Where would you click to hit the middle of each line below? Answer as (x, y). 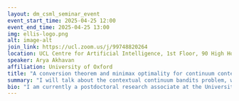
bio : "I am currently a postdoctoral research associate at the (105, 87)
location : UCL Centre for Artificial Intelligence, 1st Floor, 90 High (116, 54)
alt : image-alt (30, 41)
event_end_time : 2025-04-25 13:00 (59, 27)
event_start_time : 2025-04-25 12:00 (62, 21)
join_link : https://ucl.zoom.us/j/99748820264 (78, 47)
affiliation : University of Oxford (60, 67)
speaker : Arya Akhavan (41, 60)
